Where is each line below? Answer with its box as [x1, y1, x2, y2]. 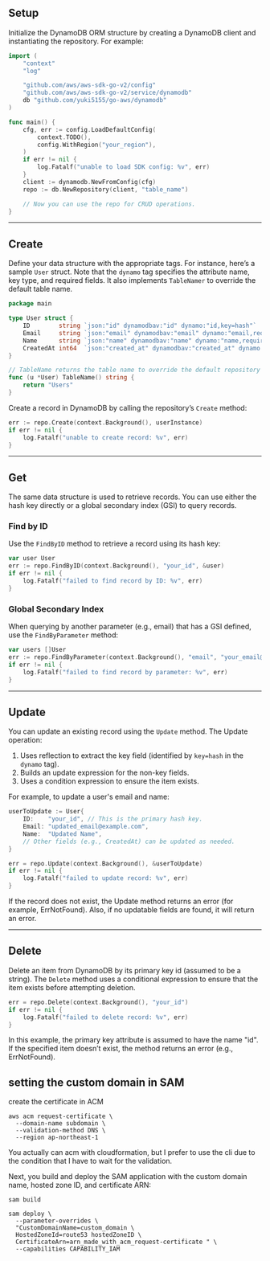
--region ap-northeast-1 [15, 1133, 99, 1142]
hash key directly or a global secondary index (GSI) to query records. [8, 501, 237, 510]
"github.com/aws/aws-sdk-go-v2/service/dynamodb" [22, 88, 193, 97]
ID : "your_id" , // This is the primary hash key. [22, 815, 203, 823]
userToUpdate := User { [8, 808, 84, 816]
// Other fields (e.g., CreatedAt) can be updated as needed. [22, 837, 235, 845]
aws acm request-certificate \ [8, 1112, 113, 1120]
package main [8, 300, 52, 308]
